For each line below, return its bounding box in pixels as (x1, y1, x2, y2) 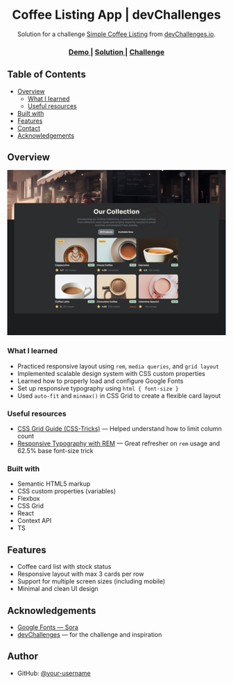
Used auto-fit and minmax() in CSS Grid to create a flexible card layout (17, 391, 221, 400)
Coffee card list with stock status (17, 563, 112, 571)
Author (7, 651, 38, 662)
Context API (17, 517, 52, 525)
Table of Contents (7, 69, 87, 80)
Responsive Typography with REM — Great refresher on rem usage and (17, 439, 221, 447)
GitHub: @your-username (17, 669, 92, 677)
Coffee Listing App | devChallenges (12, 7, 221, 23)
